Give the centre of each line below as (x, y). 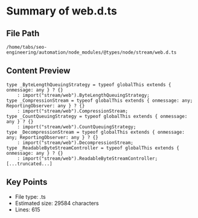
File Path (23, 33)
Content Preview (38, 71)
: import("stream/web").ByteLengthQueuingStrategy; (83, 95)
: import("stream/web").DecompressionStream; (75, 143)
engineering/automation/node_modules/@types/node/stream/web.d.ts (91, 52)
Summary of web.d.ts (62, 11)
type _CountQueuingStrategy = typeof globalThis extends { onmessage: (97, 116)
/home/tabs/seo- (27, 47)
